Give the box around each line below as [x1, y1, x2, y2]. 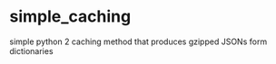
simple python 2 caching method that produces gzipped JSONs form [9, 36, 268, 47]
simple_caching [9, 6, 132, 27]
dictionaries [9, 45, 54, 56]
